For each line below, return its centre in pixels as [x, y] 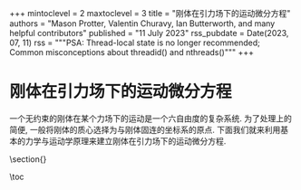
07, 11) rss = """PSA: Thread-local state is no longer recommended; [135, 43]
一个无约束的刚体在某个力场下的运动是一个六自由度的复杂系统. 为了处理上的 [150, 118]
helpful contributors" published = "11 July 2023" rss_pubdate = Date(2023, [149, 33]
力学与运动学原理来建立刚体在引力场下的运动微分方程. [126, 141]
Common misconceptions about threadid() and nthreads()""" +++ [131, 52]
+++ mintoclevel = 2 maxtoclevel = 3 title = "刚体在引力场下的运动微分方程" [150, 13]
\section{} [28, 159]
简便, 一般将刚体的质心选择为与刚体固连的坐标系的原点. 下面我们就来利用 [145, 129]
